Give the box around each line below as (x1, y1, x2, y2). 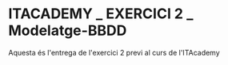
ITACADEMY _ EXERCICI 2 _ (8, 5, 194, 23)
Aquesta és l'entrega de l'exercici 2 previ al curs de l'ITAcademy (8, 48, 220, 57)
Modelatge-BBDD (8, 21, 127, 40)
